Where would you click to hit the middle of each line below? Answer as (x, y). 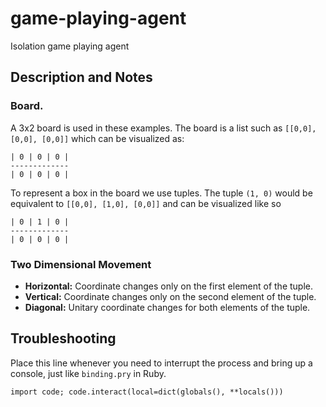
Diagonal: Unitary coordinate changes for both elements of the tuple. (167, 307)
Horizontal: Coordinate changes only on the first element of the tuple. (169, 286)
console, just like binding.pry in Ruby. (88, 373)
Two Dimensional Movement (81, 264)
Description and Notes (81, 77)
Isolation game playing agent (70, 46)
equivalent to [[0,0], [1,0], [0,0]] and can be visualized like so (146, 203)
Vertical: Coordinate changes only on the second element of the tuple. (170, 296)
